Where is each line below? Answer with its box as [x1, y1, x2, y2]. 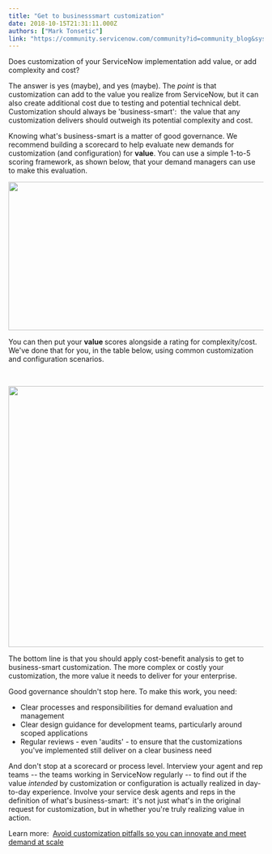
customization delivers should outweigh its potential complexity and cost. [8, 115, 253, 126]
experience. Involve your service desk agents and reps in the [32, 787, 236, 797]
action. [8, 813, 32, 823]
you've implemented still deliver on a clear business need [19, 745, 212, 755]
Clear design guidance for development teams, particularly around [19, 719, 243, 730]
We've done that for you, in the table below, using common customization [8, 345, 253, 355]
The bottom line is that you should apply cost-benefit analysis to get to [8, 654, 244, 663]
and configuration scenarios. [8, 354, 104, 364]
